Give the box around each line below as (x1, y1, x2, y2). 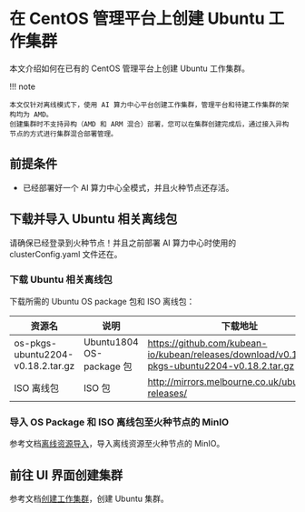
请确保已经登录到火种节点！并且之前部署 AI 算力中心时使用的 (9, 237, 237, 248)
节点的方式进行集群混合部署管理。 (9, 129, 118, 138)
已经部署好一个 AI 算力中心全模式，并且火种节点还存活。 (22, 182, 234, 193)
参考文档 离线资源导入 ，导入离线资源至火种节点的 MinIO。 (9, 438, 225, 449)
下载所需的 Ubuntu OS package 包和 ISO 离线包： (9, 296, 195, 306)
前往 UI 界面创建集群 (9, 467, 123, 483)
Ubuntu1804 (83, 336, 139, 348)
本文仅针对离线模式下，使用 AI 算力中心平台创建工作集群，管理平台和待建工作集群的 (9, 100, 283, 109)
